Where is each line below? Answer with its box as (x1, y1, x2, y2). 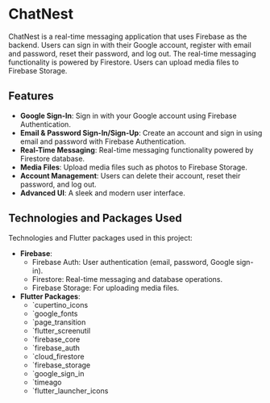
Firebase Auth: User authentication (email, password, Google (31, 257, 235, 267)
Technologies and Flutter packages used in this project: (8, 233, 193, 242)
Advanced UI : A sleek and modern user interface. (19, 187, 185, 198)
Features (8, 90, 54, 103)
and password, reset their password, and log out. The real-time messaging (8, 48, 256, 58)
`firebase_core (31, 334, 81, 344)
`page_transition (31, 317, 86, 327)
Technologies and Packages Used (8, 212, 183, 225)
